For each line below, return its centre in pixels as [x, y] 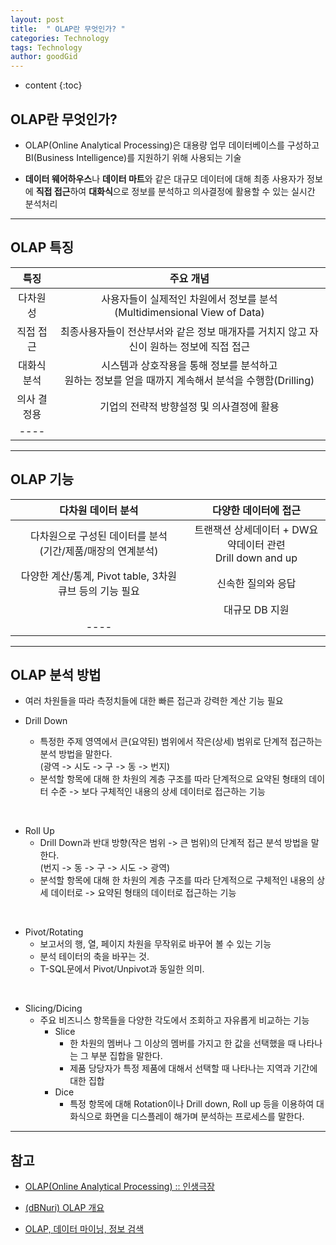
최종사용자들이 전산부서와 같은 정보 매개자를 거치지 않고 [183, 331]
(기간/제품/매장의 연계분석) [99, 551]
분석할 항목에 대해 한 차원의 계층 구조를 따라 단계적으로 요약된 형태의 [173, 779]
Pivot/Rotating [54, 932]
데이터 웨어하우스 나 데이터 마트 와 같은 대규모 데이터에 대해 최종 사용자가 [164, 178]
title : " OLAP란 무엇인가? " [68, 29]
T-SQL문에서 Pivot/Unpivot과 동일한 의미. [122, 969]
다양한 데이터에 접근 [256, 510]
